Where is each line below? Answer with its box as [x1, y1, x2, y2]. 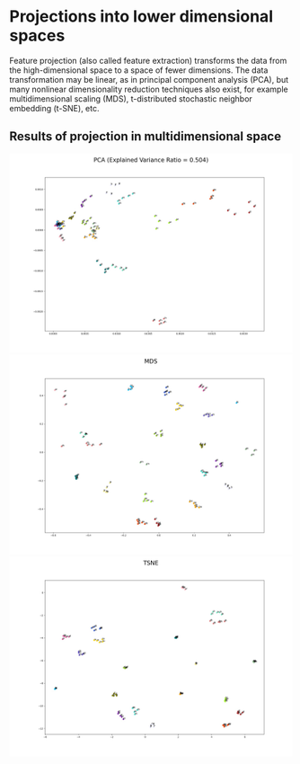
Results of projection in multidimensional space [9, 129, 281, 145]
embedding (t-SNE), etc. [9, 102, 101, 113]
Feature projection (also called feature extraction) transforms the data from [9, 55, 287, 66]
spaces [9, 25, 66, 46]
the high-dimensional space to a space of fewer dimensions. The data [9, 65, 269, 76]
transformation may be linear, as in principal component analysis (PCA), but [9, 74, 289, 84]
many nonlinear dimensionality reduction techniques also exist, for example [9, 84, 289, 94]
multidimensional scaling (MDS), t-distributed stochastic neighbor [9, 93, 253, 104]
